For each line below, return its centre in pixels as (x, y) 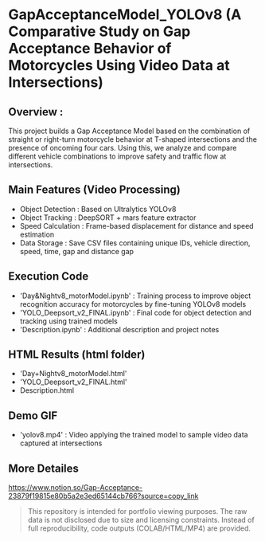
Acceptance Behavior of (90, 49)
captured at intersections (61, 443)
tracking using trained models (68, 321)
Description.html (47, 390)
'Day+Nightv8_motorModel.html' (73, 374)
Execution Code (49, 276)
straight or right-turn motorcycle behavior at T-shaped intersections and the (132, 139)
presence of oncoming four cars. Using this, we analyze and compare (123, 148)
